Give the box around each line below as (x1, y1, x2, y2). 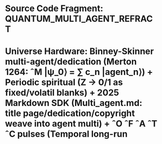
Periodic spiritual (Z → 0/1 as (5, 77, 123, 88)
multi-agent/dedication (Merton (5, 56, 137, 67)
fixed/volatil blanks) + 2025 (5, 87, 119, 98)
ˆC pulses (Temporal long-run (5, 128, 128, 140)
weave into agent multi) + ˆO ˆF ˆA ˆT (5, 118, 158, 129)
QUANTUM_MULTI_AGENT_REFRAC (5, 13, 153, 24)
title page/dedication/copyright (5, 108, 135, 119)
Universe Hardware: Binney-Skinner (5, 46, 154, 57)
